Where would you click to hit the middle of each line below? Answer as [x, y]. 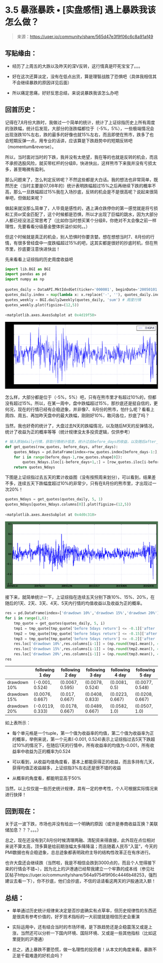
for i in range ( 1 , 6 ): [27, 618]
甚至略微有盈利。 [30, 169]
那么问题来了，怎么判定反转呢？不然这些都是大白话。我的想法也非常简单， [79, 179]
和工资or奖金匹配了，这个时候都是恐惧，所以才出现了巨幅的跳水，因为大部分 [81, 214]
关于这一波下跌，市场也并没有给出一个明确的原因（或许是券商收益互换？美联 [81, 824]
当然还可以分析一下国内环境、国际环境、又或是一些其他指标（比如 [87, 933]
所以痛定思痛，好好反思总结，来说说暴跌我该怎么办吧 [65, 93]
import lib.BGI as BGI [28, 269]
